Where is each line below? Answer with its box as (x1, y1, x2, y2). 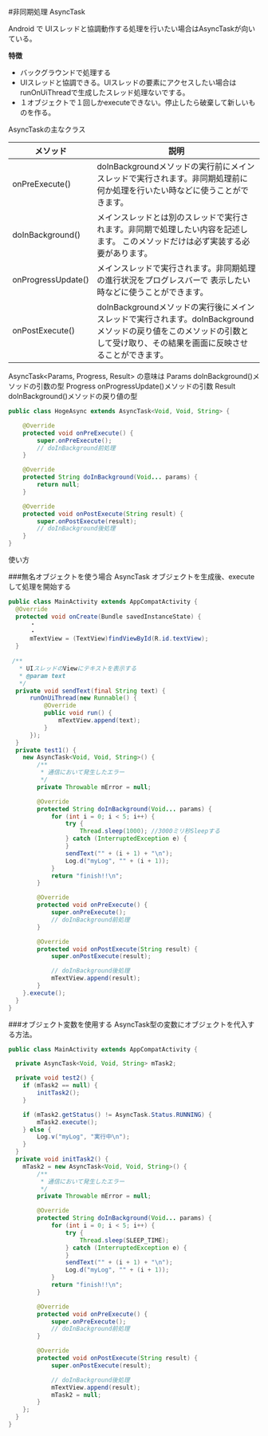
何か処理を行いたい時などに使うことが (97, 185, 241, 195)
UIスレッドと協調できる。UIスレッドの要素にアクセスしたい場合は (19, 78, 237, 87)
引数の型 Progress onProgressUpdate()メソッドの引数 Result (35, 381, 236, 391)
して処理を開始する (8, 582, 72, 591)
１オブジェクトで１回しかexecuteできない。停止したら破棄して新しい (19, 98, 249, 107)
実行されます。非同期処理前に (136, 173, 249, 183)
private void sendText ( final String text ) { (15, 687, 166, 695)
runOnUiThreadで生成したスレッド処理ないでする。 (19, 88, 190, 97)
